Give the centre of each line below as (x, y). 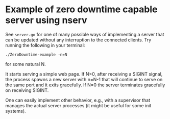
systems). (16, 111)
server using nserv (46, 20)
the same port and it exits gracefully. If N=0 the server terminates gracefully (85, 85)
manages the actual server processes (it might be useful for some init (78, 105)
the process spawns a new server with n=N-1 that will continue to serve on (84, 79)
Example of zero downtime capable (81, 9)
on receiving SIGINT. (27, 90)
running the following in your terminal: (45, 45)
